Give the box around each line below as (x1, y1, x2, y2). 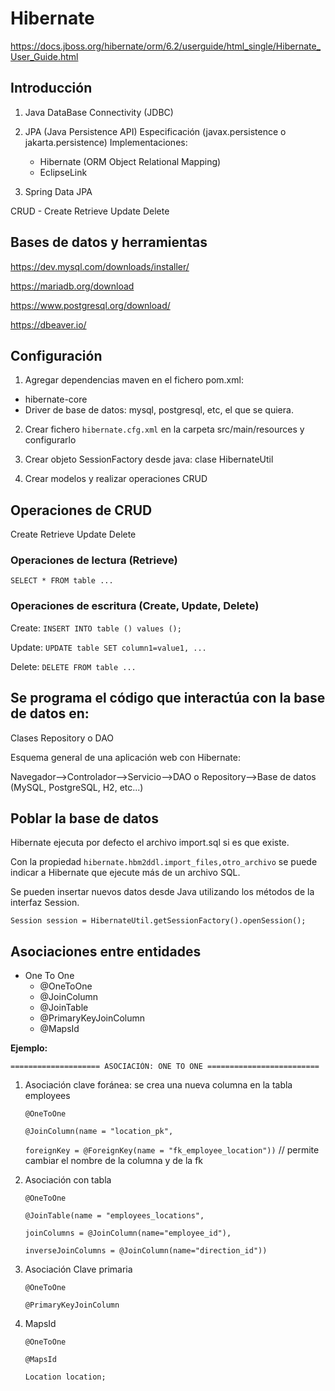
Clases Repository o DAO (10, 732, 115, 744)
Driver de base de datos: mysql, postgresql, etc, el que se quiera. (24, 404, 294, 416)
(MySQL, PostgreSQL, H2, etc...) (10, 781, 144, 793)
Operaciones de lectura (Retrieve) (10, 553, 178, 567)
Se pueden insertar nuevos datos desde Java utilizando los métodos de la (10, 886, 315, 898)
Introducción (10, 80, 93, 97)
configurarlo (24, 434, 77, 446)
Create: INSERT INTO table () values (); (10, 622, 182, 634)
